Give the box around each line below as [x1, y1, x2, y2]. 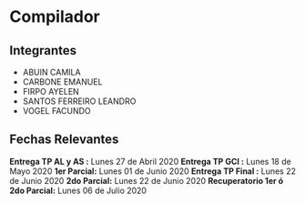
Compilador [9, 6, 100, 27]
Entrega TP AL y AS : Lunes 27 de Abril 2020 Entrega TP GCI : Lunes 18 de [9, 156, 291, 167]
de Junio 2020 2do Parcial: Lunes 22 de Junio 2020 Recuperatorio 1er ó [9, 175, 284, 186]
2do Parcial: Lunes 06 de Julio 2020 [9, 185, 147, 196]
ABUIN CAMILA [22, 66, 81, 77]
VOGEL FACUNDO [22, 106, 91, 116]
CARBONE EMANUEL [22, 76, 103, 87]
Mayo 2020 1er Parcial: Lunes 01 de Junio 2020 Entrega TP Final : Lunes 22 [9, 166, 296, 177]
